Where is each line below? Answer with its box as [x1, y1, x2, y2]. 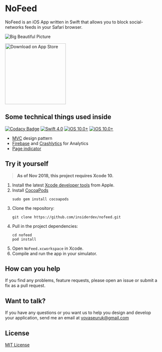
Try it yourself [5, 160, 49, 168]
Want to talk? [5, 296, 46, 305]
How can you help [5, 264, 61, 273]
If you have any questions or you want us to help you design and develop [5, 310, 151, 315]
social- [129, 19, 143, 25]
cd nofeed [12, 232, 32, 238]
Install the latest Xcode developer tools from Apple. [12, 182, 115, 188]
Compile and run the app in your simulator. [12, 250, 97, 256]
